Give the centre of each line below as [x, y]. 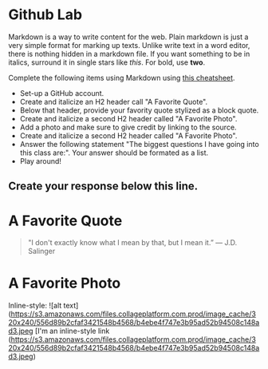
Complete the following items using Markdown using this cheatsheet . [122, 77]
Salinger [41, 251]
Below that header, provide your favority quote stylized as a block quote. [139, 110]
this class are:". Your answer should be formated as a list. [114, 153]
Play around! [41, 161]
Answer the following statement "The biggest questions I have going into [139, 144]
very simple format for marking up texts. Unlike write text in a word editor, [129, 45]
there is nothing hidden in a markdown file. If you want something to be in [129, 54]
